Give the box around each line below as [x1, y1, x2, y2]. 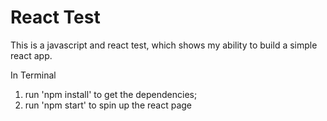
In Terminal [10, 69, 57, 81]
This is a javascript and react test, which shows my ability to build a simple [10, 39, 318, 51]
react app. [10, 49, 53, 61]
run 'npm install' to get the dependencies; [24, 88, 198, 100]
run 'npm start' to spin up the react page [24, 99, 193, 111]
